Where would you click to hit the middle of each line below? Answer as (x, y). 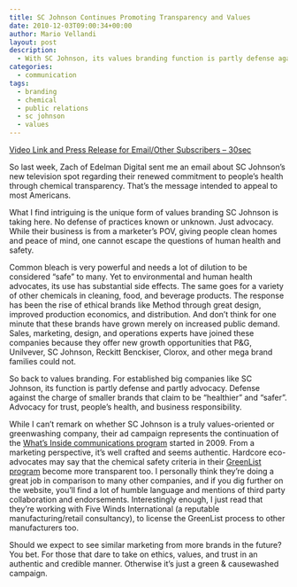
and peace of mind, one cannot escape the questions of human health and (145, 241)
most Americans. (40, 195)
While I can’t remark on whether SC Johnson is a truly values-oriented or (142, 424)
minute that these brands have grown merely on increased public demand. (145, 324)
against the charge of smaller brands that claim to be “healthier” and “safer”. (148, 397)
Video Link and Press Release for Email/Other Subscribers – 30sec (130, 150)
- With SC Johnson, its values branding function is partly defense (146, 59)
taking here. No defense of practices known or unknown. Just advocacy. (141, 222)
